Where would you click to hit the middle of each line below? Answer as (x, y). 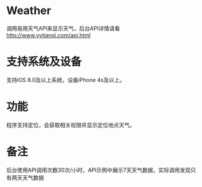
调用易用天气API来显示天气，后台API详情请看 (63, 28)
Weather (29, 11)
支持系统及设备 (44, 62)
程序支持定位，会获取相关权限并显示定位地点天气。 (71, 125)
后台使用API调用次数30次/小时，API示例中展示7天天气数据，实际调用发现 (99, 170)
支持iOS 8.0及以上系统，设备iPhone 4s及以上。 (66, 79)
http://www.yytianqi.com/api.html (48, 35)
